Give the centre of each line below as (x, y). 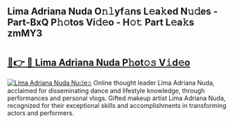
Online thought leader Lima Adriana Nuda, (154, 83)
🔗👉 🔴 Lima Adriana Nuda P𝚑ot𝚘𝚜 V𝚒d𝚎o (99, 62)
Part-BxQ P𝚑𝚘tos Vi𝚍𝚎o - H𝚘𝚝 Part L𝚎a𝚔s (101, 23)
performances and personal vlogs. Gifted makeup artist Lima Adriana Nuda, (116, 98)
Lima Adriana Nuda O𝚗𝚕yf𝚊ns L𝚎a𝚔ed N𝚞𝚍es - (113, 12)
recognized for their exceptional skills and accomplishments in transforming (117, 105)
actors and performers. (41, 113)
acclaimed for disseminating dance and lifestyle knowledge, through (106, 91)
